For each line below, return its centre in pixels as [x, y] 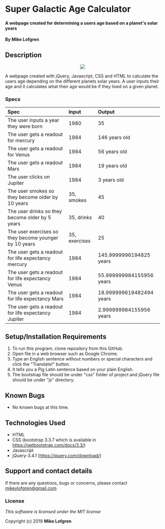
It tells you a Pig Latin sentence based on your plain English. [73, 369]
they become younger [33, 238]
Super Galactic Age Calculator [68, 9]
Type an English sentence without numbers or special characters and [82, 359]
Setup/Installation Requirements [56, 337]
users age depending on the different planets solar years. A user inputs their [82, 81]
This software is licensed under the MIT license [53, 512]
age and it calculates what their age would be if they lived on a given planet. [82, 87]
